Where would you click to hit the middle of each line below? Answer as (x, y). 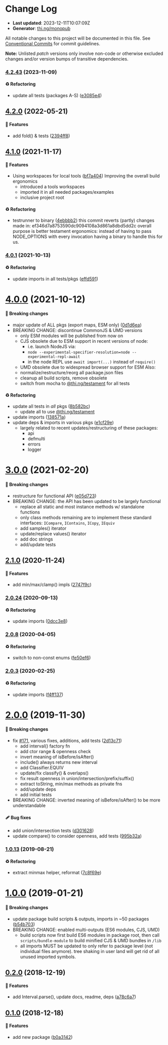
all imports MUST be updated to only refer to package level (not (87, 946)
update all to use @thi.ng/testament (57, 412)
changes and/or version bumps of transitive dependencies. (67, 58)
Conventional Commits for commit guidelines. (53, 43)
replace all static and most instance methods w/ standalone (82, 506)
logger (34, 450)
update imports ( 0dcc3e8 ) (40, 621)
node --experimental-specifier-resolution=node (79, 352)
